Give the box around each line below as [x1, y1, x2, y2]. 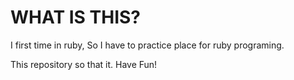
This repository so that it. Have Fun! [10, 58, 158, 70]
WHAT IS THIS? [10, 6, 142, 29]
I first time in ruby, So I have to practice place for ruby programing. [10, 39, 285, 51]
